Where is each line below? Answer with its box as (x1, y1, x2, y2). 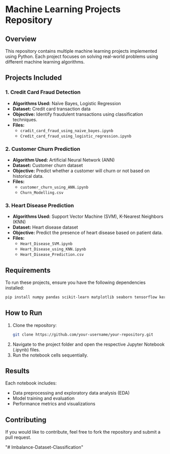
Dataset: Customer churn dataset (12, 162, 83, 168)
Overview (5, 35, 37, 43)
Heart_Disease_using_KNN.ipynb (20, 247, 87, 252)
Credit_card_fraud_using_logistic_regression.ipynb (20, 134, 132, 139)
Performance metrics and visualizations (12, 401, 96, 407)
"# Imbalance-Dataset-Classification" (5, 444, 83, 450)
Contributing (5, 415, 47, 424)
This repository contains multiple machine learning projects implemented (5, 48, 158, 54)
